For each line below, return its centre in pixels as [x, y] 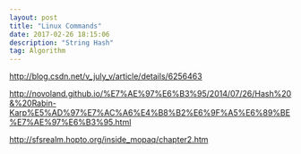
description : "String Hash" [62, 43]
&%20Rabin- [33, 103]
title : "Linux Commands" [56, 26]
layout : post [34, 17]
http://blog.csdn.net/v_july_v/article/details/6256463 [106, 76]
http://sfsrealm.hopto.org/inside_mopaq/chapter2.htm [109, 140]
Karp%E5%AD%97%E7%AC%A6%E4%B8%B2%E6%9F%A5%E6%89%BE [150, 113]
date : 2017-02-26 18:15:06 [60, 34]
